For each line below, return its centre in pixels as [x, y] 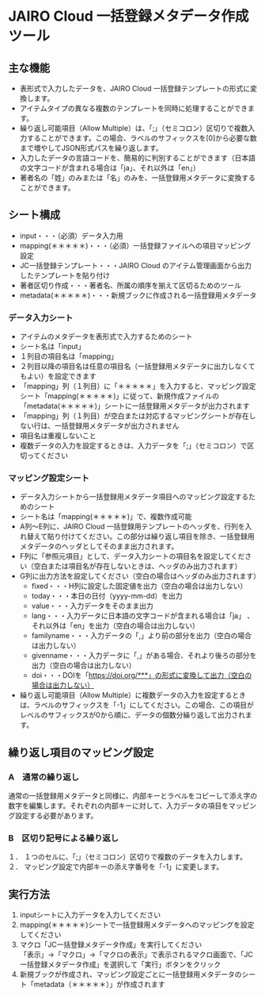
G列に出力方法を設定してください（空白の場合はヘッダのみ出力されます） [140, 576]
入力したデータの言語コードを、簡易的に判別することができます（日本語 [137, 158]
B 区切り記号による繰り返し [64, 838]
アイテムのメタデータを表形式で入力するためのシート [106, 336]
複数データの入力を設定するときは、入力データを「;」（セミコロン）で [133, 446]
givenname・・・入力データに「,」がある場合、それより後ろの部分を [144, 656]
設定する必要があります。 [56, 816]
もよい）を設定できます [58, 376]
